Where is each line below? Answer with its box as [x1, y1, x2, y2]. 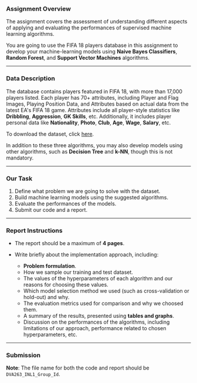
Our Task [6, 174, 33, 182]
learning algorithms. [6, 30, 55, 38]
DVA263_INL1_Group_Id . [6, 371, 60, 378]
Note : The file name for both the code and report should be [6, 364, 150, 371]
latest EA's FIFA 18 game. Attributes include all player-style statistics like [6, 106, 180, 113]
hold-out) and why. [23, 294, 70, 301]
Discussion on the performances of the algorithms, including [23, 318, 170, 326]
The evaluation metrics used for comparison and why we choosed [23, 300, 184, 307]
